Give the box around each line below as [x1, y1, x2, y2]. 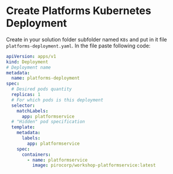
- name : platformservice [27, 157, 88, 163]
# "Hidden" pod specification [11, 119, 85, 125]
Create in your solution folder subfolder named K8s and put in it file [6, 36, 167, 43]
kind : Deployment [6, 59, 49, 65]
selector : [11, 103, 35, 108]
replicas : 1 [11, 92, 41, 98]
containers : [21, 151, 51, 158]
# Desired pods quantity [11, 86, 72, 92]
